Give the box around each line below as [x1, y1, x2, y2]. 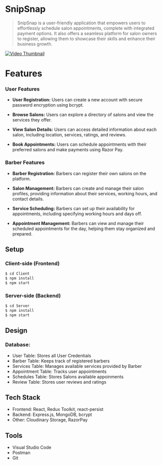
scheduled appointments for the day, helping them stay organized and [12, 226, 156, 232]
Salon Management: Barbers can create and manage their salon [12, 185, 144, 191]
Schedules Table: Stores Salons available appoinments [12, 373, 124, 380]
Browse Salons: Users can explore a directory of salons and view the [12, 112, 154, 117]
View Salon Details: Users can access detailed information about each [12, 126, 157, 132]
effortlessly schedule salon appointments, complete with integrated [17, 25, 155, 31]
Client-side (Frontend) [5, 260, 60, 267]
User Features [5, 86, 40, 93]
